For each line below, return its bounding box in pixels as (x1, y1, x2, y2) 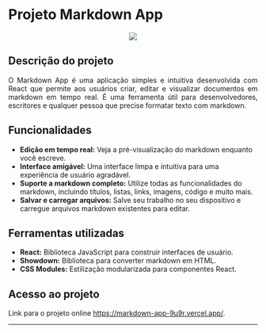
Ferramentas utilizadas (8, 226, 125, 239)
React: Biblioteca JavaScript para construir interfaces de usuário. (19, 247, 234, 257)
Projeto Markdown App (8, 6, 164, 24)
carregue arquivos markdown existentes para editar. (19, 204, 191, 213)
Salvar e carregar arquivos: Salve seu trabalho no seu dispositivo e (19, 195, 241, 205)
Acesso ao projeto (8, 287, 101, 300)
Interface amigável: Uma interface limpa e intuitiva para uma (19, 161, 219, 171)
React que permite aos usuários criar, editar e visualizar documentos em (8, 83, 258, 93)
